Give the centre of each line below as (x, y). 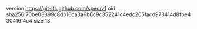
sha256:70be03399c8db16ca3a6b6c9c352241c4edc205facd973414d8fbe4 (98, 14)
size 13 (42, 21)
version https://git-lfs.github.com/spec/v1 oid (61, 8)
